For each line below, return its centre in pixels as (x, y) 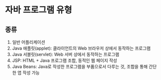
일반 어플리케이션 (29, 42)
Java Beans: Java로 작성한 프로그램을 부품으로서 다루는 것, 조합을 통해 (80, 67)
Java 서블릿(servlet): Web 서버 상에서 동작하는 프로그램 (66, 54)
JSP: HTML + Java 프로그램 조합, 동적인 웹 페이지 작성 (64, 60)
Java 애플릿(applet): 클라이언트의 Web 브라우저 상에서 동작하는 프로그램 (81, 48)
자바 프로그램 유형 (39, 10)
